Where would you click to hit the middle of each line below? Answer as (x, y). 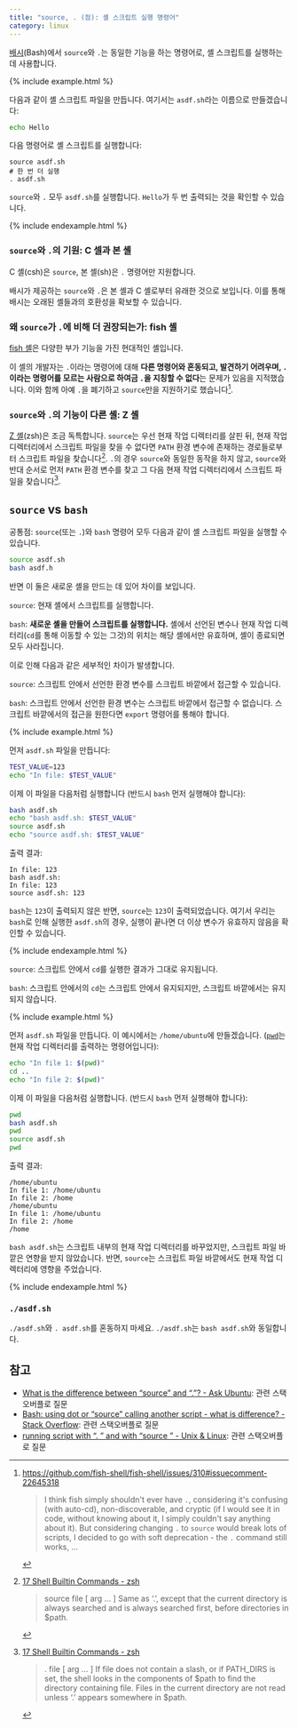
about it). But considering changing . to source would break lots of (165, 1528)
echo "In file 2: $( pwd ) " (57, 1080)
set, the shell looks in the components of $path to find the (150, 1679)
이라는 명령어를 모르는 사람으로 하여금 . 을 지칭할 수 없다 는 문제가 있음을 (132, 378)
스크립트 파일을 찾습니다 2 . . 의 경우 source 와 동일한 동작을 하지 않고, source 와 (152, 457)
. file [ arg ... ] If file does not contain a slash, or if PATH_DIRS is (160, 1669)
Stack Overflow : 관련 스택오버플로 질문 (90, 1425)
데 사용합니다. (33, 63)
